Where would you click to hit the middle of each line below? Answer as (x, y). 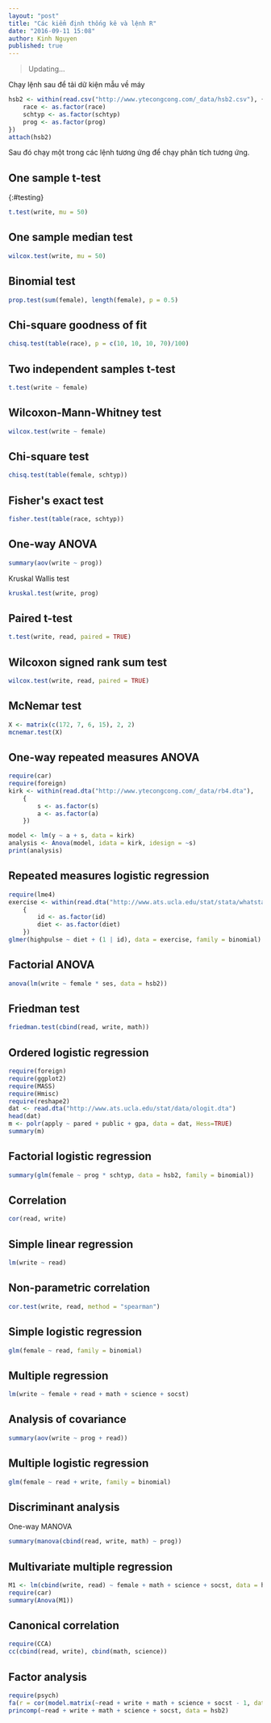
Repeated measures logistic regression (109, 876)
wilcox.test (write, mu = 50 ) (57, 256)
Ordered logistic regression (79, 1052)
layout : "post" (34, 16)
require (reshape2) (39, 1101)
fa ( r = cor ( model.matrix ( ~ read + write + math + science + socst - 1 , (129, 1703)
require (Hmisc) (34, 1094)
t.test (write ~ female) (48, 387)
